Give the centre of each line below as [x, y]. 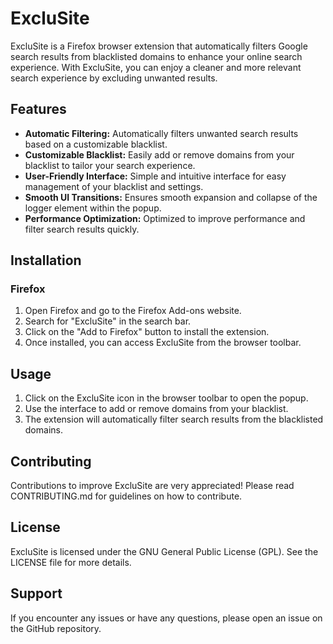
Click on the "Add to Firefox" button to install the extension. [147, 332]
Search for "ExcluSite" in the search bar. [108, 321]
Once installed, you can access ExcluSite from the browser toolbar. [163, 343]
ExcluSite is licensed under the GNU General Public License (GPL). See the [164, 551]
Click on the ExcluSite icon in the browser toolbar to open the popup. [166, 398]
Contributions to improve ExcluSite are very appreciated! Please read [152, 486]
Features [38, 109]
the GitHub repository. [56, 628]
